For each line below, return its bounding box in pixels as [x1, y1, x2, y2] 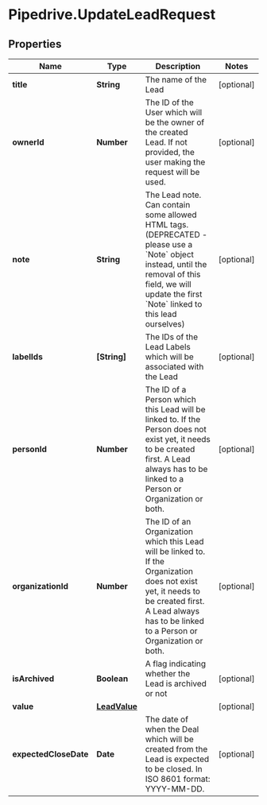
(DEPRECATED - [145, 229, 208, 240]
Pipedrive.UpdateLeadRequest [8, 6, 216, 24]
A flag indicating [145, 658, 207, 669]
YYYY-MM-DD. [145, 784, 205, 794]
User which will [145, 107, 203, 118]
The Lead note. [145, 189, 202, 200]
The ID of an [145, 517, 192, 527]
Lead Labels [145, 342, 191, 352]
